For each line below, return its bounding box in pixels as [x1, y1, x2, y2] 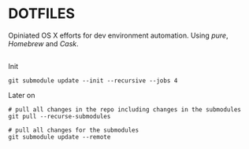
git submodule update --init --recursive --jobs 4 [8, 77, 178, 85]
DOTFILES [8, 5, 76, 23]
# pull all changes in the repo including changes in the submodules [8, 106, 242, 114]
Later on [8, 91, 35, 100]
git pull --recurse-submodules [8, 113, 111, 121]
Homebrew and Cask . [8, 38, 79, 48]
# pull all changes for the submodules [8, 126, 139, 134]
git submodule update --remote [8, 133, 111, 141]
